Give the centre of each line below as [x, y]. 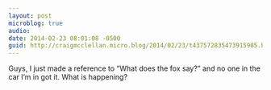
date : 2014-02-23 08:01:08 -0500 [65, 38]
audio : [19, 31]
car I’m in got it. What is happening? [68, 77]
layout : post [30, 16]
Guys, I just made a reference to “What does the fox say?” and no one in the [134, 68]
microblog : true [35, 23]
